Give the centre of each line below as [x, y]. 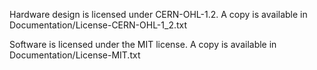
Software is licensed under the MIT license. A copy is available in [143, 44]
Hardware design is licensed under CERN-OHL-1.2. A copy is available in [158, 14]
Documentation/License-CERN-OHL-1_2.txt [98, 25]
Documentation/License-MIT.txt [75, 55]
